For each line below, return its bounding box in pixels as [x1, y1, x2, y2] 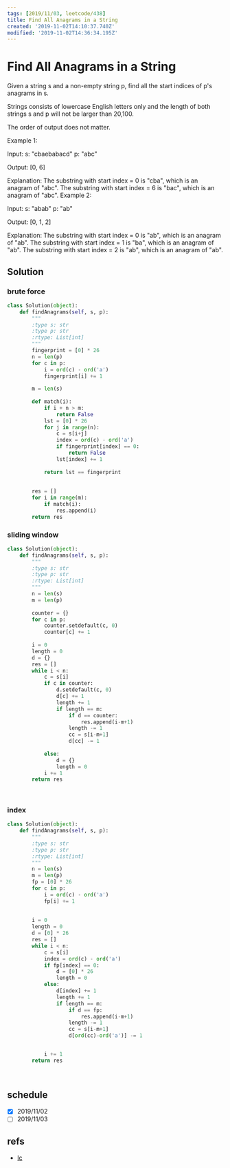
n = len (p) [32, 353, 63, 360]
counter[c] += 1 [43, 628, 91, 636]
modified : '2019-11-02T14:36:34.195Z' [7, 29, 118, 37]
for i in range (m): [32, 494, 88, 502]
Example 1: [7, 136, 38, 145]
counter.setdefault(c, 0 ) [43, 622, 118, 629]
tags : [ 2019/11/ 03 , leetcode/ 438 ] [7, 10, 106, 17]
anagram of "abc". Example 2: [7, 191, 92, 200]
